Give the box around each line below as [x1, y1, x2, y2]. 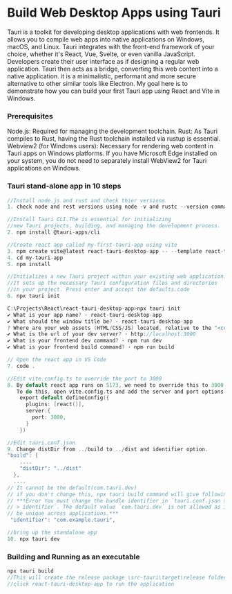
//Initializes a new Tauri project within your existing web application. [7, 273, 227, 280]
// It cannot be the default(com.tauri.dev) [7, 484, 137, 491]
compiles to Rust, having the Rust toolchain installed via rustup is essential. [7, 134, 221, 143]
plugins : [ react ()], [25, 401, 85, 408]
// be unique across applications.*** [7, 510, 119, 517]
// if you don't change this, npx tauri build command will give [7, 491, 199, 498]
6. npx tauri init [7, 292, 60, 299]
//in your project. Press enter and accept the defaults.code [7, 286, 190, 293]
